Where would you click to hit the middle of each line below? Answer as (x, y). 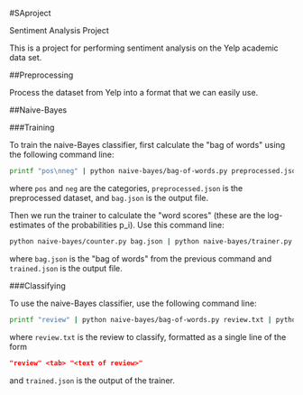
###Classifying (37, 285)
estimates (28, 225)
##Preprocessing (41, 75)
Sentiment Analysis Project (60, 30)
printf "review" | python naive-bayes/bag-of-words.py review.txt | (141, 319)
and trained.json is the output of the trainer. (92, 380)
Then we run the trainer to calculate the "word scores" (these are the (138, 215)
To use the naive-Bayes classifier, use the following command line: (133, 303)
